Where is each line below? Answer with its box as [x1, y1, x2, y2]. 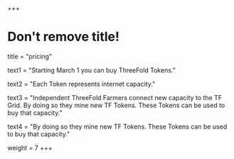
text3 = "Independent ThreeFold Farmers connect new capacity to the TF [7, 93, 223, 102]
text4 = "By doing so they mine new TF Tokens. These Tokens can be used [7, 122, 228, 131]
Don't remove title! [7, 29, 119, 45]
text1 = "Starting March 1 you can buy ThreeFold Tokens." [7, 65, 176, 75]
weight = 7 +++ [7, 143, 53, 152]
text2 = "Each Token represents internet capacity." [7, 79, 156, 88]
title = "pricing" [7, 52, 52, 60]
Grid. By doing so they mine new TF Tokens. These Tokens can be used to [7, 101, 225, 109]
